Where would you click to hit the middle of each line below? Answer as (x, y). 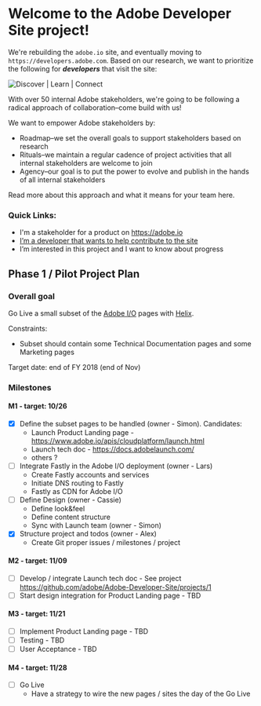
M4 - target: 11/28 (38, 668)
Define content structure (71, 517)
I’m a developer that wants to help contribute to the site (109, 241)
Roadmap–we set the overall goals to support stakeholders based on (130, 137)
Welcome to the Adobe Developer (120, 14)
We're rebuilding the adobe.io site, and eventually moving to (105, 52)
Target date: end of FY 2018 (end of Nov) (74, 367)
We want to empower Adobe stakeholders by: (82, 123)
